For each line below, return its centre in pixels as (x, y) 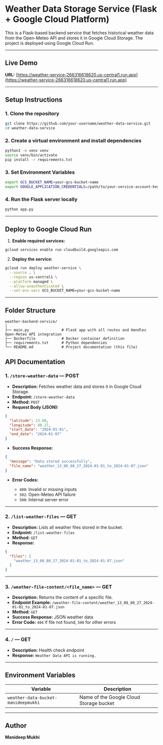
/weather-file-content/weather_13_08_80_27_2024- (103, 603)
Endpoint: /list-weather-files (43, 532)
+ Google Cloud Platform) (57, 19)
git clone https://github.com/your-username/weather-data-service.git (78, 124)
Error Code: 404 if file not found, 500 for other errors (64, 622)
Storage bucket (97, 703)
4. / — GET (18, 639)
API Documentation (35, 362)
